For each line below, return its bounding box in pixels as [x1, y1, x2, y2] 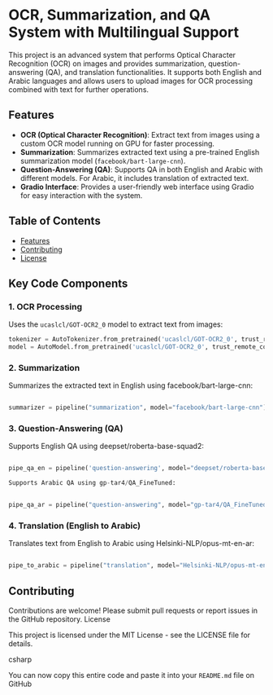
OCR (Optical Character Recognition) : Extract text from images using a [19, 130, 260, 139]
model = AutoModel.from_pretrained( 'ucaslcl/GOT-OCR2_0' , [8, 343, 209, 351]
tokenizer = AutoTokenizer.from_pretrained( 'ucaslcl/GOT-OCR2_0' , [8, 336, 238, 344]
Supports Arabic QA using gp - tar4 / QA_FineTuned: [8, 479, 176, 487]
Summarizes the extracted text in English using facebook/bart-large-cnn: [8, 380, 253, 390]
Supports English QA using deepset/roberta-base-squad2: [8, 442, 205, 451]
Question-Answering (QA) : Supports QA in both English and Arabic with [19, 165, 263, 174]
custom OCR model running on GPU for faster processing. [19, 139, 215, 148]
